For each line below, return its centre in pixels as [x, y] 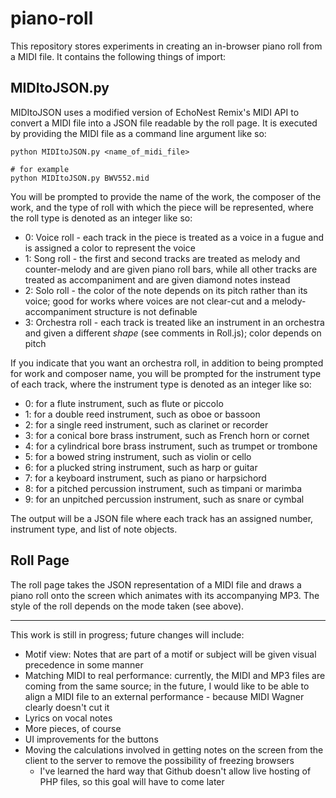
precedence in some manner [84, 664]
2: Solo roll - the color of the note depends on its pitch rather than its [166, 290]
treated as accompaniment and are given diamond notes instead [157, 279]
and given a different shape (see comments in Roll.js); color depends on [173, 333]
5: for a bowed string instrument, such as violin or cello [138, 456]
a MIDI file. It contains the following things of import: [118, 56]
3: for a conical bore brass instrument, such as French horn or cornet [167, 435]
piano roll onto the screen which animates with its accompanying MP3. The [165, 595]
